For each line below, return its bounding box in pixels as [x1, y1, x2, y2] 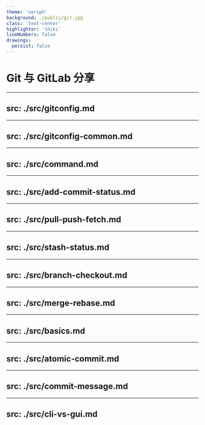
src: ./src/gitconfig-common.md [6, 131, 133, 142]
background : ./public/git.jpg [6, 15, 84, 21]
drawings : [6, 37, 32, 43]
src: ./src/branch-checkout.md [6, 270, 128, 281]
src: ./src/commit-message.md [6, 381, 128, 391]
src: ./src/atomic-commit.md [6, 354, 120, 364]
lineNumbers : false [6, 32, 56, 38]
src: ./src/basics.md [6, 325, 85, 336]
